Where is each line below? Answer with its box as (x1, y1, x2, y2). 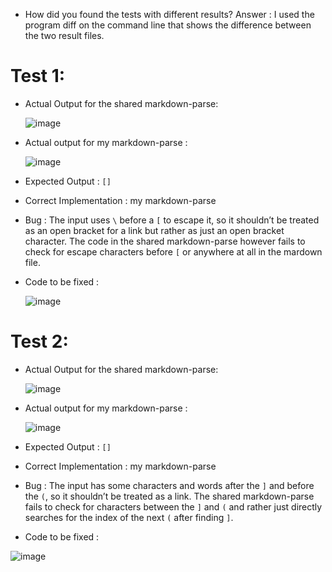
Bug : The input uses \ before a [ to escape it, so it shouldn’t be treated (24, 214, 320, 226)
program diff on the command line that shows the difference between (24, 19, 312, 31)
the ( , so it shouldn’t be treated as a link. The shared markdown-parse (24, 490, 315, 502)
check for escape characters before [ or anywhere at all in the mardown (24, 245, 323, 258)
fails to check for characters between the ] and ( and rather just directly (24, 500, 323, 513)
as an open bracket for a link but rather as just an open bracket (24, 224, 285, 236)
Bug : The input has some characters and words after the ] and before (24, 479, 315, 491)
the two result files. (24, 30, 105, 41)
